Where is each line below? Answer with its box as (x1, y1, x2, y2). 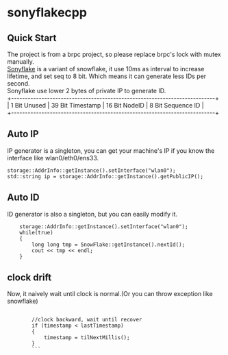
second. (7, 79, 30, 87)
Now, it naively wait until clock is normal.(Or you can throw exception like (7, 290, 214, 298)
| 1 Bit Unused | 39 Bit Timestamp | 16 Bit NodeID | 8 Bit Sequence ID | (7, 101, 204, 109)
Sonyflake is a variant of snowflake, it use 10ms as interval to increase (7, 65, 205, 73)
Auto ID (7, 192, 40, 204)
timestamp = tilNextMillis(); (43, 334, 130, 341)
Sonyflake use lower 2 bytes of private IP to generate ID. (7, 87, 166, 95)
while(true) (19, 229, 53, 236)
